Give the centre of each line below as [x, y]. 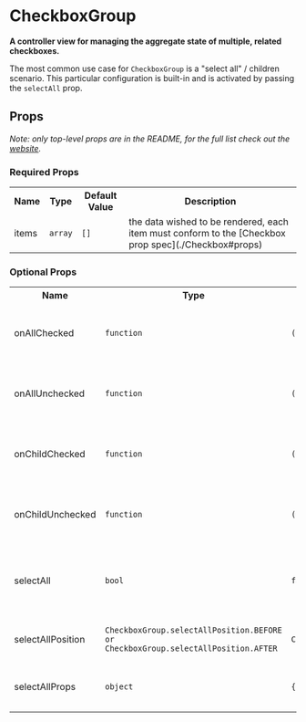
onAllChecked [44, 333]
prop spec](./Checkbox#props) [195, 245]
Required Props [44, 172]
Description [210, 202]
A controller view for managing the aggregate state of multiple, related [146, 41]
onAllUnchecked [49, 393]
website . [25, 148]
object [119, 687]
